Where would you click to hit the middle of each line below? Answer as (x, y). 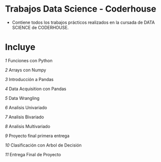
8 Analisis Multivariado (28, 126)
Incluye (20, 47)
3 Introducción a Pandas (29, 79)
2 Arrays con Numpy (26, 70)
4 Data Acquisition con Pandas (36, 89)
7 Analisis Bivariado (25, 117)
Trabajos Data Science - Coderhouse (80, 9)
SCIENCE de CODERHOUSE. (40, 27)
